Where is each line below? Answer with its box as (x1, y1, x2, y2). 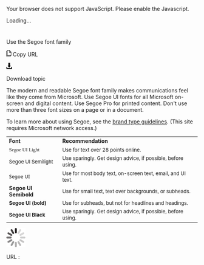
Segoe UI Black (8, 211, 46, 218)
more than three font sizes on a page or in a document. (6, 106, 144, 114)
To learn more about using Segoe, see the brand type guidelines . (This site (6, 118, 193, 125)
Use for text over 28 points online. (62, 146, 141, 153)
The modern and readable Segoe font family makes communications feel (6, 87, 189, 94)
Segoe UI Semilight (8, 158, 53, 165)
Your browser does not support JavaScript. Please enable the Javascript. (6, 5, 189, 12)
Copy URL (12, 51, 38, 58)
